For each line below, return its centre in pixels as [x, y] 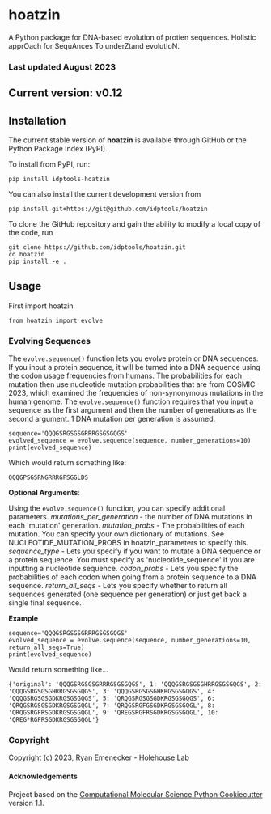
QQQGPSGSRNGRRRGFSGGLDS [49, 478]
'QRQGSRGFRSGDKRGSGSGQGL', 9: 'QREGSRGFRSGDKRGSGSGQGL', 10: [114, 713]
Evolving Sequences [50, 341]
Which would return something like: [68, 463]
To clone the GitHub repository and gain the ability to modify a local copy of [135, 224]
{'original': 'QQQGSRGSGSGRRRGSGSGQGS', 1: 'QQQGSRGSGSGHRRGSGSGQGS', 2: [135, 685]
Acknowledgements [43, 776]
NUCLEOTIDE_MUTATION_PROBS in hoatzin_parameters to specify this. [129, 543]
